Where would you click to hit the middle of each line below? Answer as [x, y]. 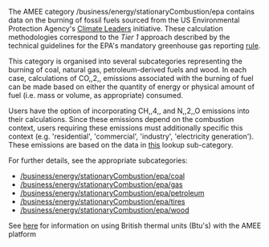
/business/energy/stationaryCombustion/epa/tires [102, 201]
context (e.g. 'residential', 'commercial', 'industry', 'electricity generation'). [131, 136]
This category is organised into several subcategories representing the [125, 61]
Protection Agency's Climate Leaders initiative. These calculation [116, 28]
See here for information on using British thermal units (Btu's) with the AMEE [135, 225]
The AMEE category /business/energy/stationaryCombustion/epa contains [132, 12]
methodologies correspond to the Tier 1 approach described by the [119, 37]
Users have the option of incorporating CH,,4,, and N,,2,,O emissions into [129, 111]
